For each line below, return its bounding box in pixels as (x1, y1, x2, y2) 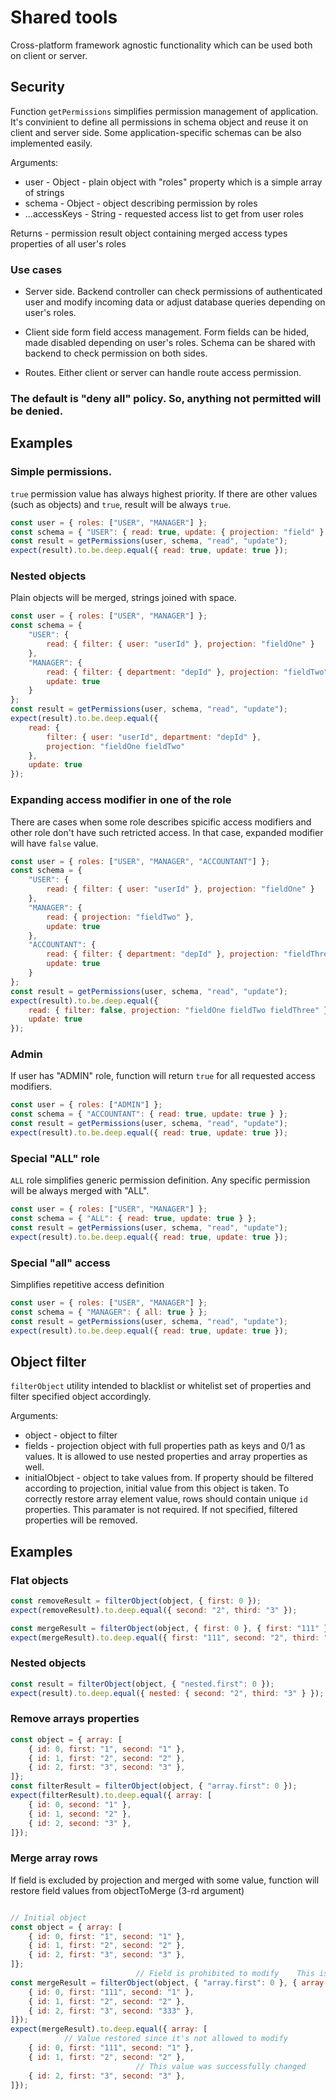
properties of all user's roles (10, 237, 127, 250)
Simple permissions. (10, 465, 113, 479)
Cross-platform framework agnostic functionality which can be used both (10, 39, 313, 51)
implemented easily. (10, 137, 93, 149)
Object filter (10, 1353, 87, 1370)
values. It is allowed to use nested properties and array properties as (24, 1451, 308, 1463)
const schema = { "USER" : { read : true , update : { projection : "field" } (10, 527, 325, 537)
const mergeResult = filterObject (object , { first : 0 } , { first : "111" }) (10, 1623, 333, 1633)
